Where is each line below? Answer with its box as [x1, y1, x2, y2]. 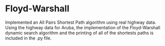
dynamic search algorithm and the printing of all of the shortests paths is [5, 30, 154, 36]
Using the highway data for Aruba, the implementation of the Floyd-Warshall [5, 24, 161, 30]
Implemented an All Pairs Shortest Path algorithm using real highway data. [5, 19, 157, 25]
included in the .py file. [5, 35, 52, 41]
